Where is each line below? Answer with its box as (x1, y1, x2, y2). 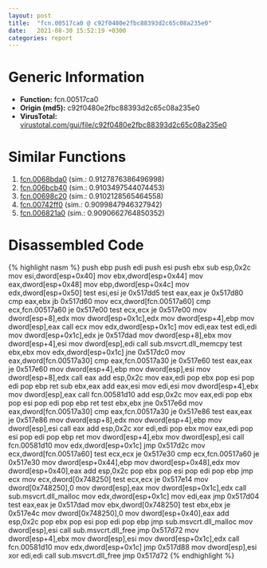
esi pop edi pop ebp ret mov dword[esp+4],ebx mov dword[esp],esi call (8, 432, 245, 442)
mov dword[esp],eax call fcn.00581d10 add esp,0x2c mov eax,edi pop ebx (8, 390, 253, 400)
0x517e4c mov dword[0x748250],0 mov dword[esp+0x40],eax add (8, 508, 230, 519)
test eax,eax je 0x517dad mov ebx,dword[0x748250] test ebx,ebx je (8, 500, 231, 510)
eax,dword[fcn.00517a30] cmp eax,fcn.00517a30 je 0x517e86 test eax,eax (8, 407, 253, 416)
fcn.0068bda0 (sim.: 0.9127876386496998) (19, 175, 165, 184)
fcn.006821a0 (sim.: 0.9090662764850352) (19, 208, 165, 218)
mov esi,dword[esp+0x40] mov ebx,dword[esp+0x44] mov (8, 271, 203, 281)
